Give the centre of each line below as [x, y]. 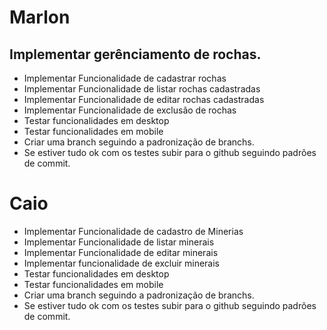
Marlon [40, 17]
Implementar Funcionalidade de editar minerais [121, 252]
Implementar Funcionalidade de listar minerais [119, 242]
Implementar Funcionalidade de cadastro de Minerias [133, 231]
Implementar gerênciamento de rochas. [135, 54]
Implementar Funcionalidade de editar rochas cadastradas [144, 99]
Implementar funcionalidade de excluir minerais [122, 263]
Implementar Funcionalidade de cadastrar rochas [125, 78]
